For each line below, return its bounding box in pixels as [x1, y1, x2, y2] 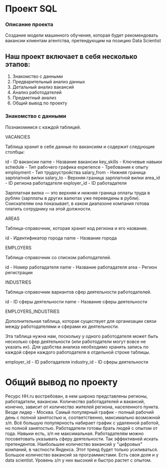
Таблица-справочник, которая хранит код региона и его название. [5, 225, 148, 231]
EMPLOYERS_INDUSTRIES [5, 308, 60, 314]
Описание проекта [5, 21, 53, 28]
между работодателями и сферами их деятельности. [5, 323, 119, 329]
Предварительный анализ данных [12, 79, 85, 85]
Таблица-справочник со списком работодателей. [5, 254, 111, 260]
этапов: [5, 60, 30, 68]
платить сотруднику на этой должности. [5, 205, 91, 211]
